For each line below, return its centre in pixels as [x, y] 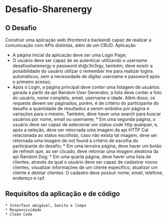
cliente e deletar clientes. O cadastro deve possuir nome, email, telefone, [88, 173]
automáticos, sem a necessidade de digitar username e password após [86, 76]
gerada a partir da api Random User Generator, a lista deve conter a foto [87, 92]
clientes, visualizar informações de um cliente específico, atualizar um [85, 167]
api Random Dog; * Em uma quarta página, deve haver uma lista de [82, 157]
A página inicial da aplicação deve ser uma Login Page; [69, 55]
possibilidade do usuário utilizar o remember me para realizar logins [82, 71]
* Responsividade [23, 210]
